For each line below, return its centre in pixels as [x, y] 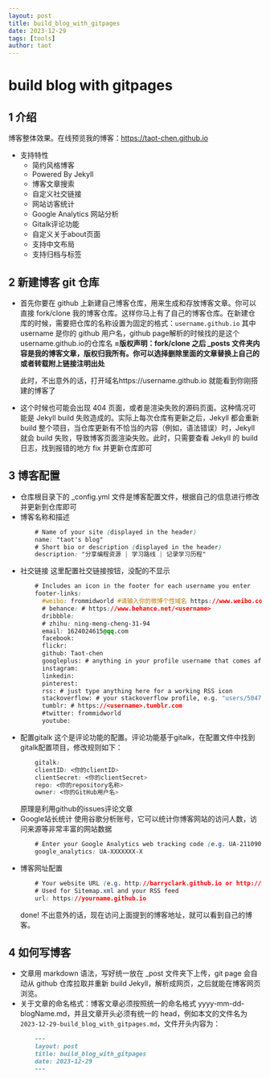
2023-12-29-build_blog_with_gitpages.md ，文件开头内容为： [120, 1024]
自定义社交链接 [57, 194]
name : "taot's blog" [69, 539]
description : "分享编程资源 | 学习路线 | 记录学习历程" [121, 555]
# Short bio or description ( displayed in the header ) [129, 547]
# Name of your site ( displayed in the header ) [116, 532]
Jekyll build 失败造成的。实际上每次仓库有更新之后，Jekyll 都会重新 [147, 417]
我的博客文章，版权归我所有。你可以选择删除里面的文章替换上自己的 [147, 353]
